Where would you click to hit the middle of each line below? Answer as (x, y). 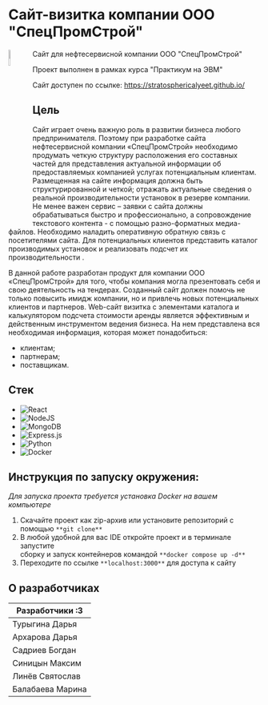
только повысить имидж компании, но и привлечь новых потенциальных (134, 298)
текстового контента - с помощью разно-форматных (123, 223)
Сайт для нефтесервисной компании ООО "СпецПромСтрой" (137, 54)
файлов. (22, 232)
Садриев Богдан (44, 651)
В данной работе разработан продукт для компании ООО (107, 272)
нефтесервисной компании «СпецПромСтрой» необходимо (135, 147)
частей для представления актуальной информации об (127, 163)
